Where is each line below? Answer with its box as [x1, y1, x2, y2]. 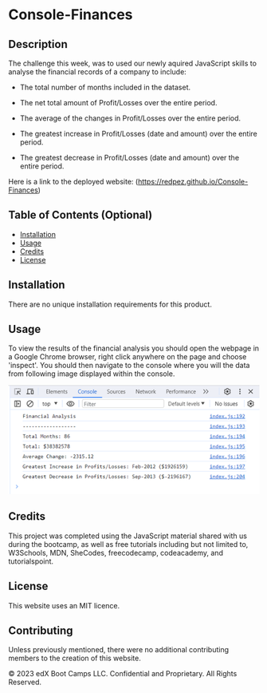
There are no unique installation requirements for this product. [8, 299, 213, 309]
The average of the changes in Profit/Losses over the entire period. [19, 113, 241, 123]
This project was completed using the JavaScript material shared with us [8, 531, 247, 541]
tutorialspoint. [8, 556, 54, 566]
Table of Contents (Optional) [8, 208, 153, 222]
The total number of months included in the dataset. [19, 82, 191, 92]
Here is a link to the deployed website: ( [8, 177, 139, 186]
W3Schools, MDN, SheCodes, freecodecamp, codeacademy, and [8, 548, 223, 557]
